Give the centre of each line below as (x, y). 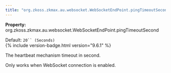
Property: (16, 25)
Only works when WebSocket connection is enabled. (61, 65)
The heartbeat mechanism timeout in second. (53, 55)
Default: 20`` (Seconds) (30, 40)
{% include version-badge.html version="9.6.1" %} (58, 45)
